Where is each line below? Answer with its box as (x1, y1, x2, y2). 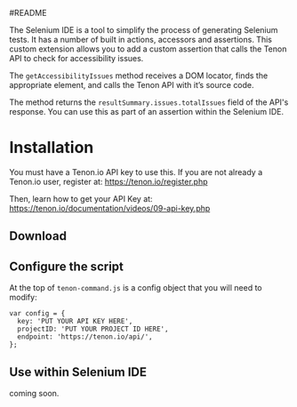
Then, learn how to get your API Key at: (9, 193, 153, 203)
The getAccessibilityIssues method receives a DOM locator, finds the (9, 70, 269, 81)
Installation (9, 138, 94, 158)
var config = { (9, 309, 66, 318)
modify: (9, 292, 37, 303)
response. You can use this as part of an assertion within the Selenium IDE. (9, 107, 285, 116)
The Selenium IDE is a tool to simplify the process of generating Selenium (9, 25, 278, 35)
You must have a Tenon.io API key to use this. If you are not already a (9, 166, 263, 177)
